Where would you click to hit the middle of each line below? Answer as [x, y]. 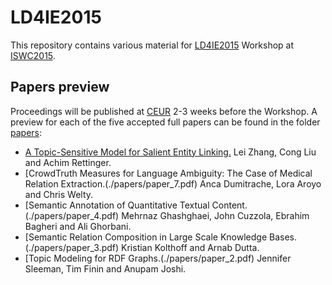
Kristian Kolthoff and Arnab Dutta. [190, 247]
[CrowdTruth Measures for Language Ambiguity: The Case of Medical [168, 173]
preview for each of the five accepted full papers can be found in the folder [165, 122]
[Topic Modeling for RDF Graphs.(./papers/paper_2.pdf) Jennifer [158, 258]
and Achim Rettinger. [68, 162]
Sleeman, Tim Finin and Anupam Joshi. [105, 268]
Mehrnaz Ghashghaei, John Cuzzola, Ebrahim [215, 215]
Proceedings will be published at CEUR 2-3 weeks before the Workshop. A [164, 111]
